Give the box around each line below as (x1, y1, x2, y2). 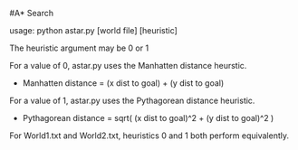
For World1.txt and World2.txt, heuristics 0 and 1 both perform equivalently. (9, 130, 290, 141)
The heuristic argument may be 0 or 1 (9, 42, 149, 53)
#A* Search (9, 8, 54, 18)
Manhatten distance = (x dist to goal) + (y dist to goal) (22, 78, 225, 89)
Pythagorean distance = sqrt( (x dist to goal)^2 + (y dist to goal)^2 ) (22, 113, 274, 123)
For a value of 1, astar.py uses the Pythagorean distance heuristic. (9, 95, 255, 106)
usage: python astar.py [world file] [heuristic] (9, 25, 178, 35)
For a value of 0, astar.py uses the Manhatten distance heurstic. (9, 61, 247, 70)
